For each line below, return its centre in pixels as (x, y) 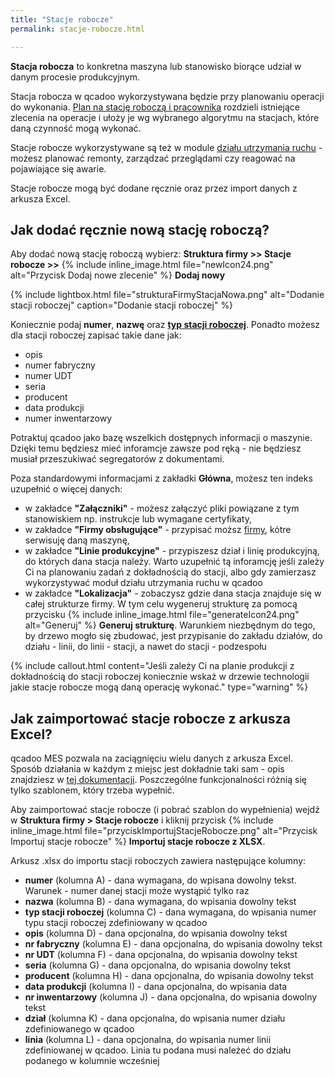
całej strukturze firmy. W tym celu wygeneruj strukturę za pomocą (161, 604)
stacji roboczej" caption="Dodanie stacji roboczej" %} (122, 305)
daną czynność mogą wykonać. (76, 128)
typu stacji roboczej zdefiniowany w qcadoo (116, 923)
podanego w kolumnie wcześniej (92, 1061)
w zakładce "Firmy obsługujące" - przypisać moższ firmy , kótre (158, 530)
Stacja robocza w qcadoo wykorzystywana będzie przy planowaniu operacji (167, 96)
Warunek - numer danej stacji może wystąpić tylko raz (137, 891)
